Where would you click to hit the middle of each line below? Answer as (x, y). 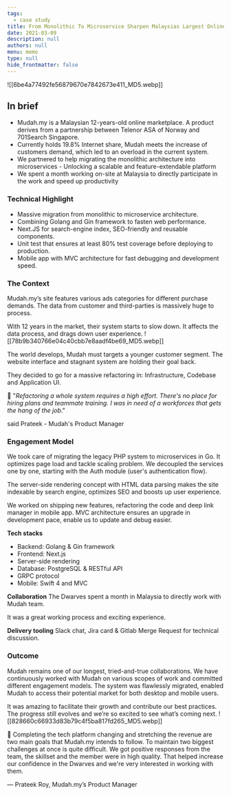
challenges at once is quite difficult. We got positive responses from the (109, 749)
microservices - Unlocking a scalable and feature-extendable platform (117, 167)
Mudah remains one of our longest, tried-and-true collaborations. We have (113, 671)
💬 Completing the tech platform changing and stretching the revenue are (110, 734)
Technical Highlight (40, 199)
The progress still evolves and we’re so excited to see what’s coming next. (112, 714)
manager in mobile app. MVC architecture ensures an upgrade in (99, 513)
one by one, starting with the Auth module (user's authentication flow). (107, 471)
